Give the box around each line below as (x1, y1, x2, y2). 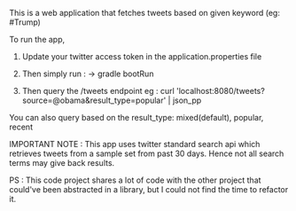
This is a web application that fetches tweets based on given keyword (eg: (9, 8, 281, 18)
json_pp (172, 95, 202, 105)
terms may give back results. (9, 158, 115, 168)
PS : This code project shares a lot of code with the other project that (9, 175, 261, 185)
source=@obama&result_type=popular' (21, 95, 167, 105)
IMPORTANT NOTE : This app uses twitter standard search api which (9, 139, 261, 149)
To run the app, (9, 35, 66, 44)
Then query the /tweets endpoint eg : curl (21, 86, 175, 96)
